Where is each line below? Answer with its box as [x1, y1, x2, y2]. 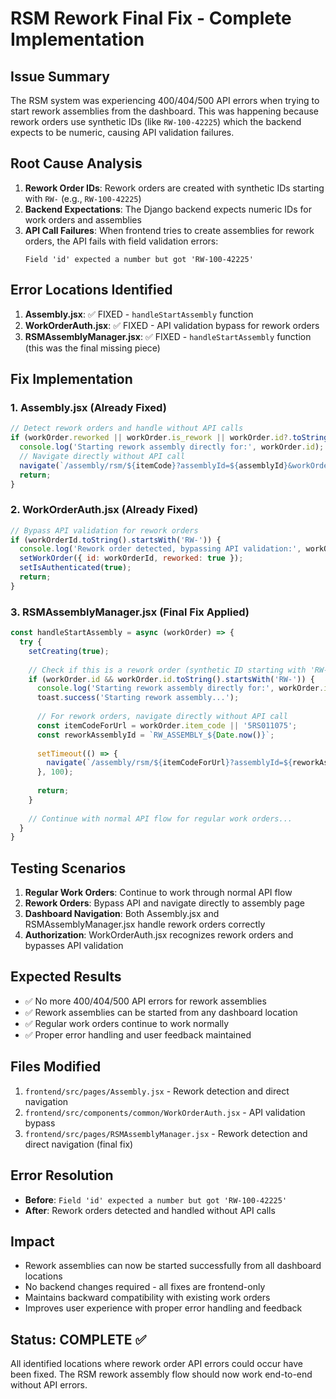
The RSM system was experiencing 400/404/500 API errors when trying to [10, 95, 320, 106]
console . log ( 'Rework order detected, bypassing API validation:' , [19, 544, 302, 554]
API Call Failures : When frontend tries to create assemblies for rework [24, 224, 315, 236]
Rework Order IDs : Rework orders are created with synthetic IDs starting [24, 182, 325, 194]
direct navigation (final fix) [24, 1138, 134, 1150]
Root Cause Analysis [10, 155, 143, 172]
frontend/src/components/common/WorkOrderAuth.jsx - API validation [24, 1106, 306, 1118]
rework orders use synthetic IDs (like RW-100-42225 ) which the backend [10, 116, 302, 127]
